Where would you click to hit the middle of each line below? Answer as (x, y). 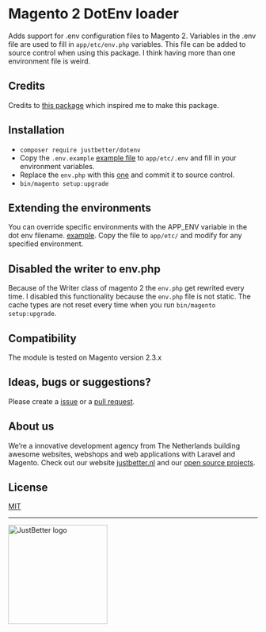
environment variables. (57, 166)
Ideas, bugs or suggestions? (80, 382)
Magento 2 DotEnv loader (94, 14)
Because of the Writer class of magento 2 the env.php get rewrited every (126, 288)
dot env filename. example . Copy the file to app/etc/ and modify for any (125, 236)
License (28, 488)
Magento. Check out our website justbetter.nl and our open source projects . (132, 462)
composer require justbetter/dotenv (80, 150)
